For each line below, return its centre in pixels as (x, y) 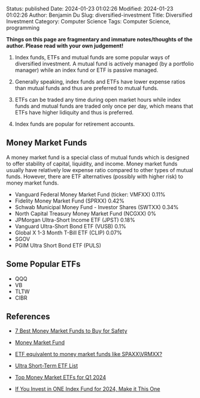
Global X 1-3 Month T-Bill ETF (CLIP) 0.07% (68, 233)
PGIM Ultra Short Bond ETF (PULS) (58, 245)
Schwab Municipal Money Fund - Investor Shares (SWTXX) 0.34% (97, 207)
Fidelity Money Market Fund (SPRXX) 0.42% (69, 201)
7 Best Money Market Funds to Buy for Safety (71, 331)
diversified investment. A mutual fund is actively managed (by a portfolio (104, 64)
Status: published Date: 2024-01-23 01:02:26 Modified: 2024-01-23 (90, 9)
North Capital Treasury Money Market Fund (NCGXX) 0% (86, 213)
